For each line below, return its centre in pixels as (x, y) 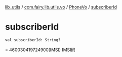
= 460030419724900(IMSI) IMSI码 (40, 50)
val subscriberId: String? (33, 40)
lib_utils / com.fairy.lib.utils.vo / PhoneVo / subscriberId (61, 7)
